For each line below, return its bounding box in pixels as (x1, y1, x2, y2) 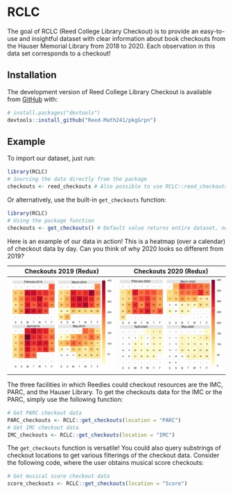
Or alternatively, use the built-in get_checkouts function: (7, 195, 166, 204)
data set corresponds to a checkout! (7, 49, 111, 58)
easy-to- (200, 27, 225, 35)
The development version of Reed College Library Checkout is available (7, 87, 212, 96)
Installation (7, 69, 57, 81)
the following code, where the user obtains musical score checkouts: (7, 459, 205, 467)
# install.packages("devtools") (7, 109, 101, 116)
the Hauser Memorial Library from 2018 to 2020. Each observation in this (7, 42, 216, 50)
